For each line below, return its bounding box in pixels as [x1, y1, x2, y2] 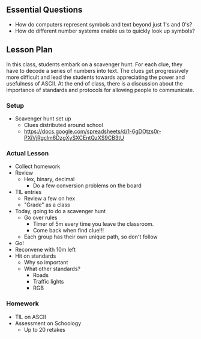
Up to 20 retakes [23, 326, 66, 333]
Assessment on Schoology [14, 319, 82, 327]
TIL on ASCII [14, 313, 46, 320]
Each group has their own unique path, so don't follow [23, 233, 158, 240]
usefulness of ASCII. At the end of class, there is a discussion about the [6, 79, 183, 87]
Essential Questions [6, 5, 83, 15]
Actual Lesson [6, 149, 49, 157]
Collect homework [14, 163, 61, 170]
